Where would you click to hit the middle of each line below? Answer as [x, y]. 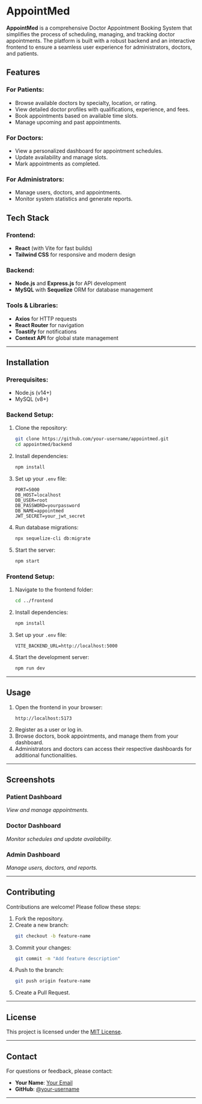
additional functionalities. [46, 755]
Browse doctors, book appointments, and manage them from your [96, 736]
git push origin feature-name [53, 981]
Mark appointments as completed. [57, 164]
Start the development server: [52, 657]
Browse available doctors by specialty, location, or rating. [86, 103]
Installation [28, 362]
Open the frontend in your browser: [59, 707]
